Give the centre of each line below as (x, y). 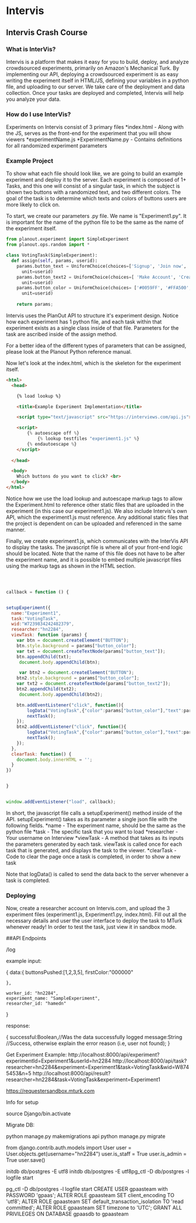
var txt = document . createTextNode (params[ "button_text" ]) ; (91, 651)
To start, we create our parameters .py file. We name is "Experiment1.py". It (96, 216)
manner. (16, 529)
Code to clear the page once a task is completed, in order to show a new (93, 856)
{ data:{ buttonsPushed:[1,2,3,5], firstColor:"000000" (70, 972)
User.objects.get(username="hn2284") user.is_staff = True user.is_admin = (96, 1154)
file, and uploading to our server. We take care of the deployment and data (96, 87)
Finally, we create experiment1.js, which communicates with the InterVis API (97, 541)
